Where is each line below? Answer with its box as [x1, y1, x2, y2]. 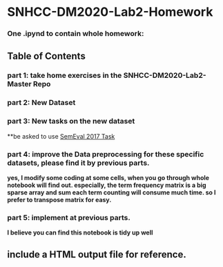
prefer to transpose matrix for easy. [7, 195, 112, 204]
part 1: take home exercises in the [7, 70, 122, 80]
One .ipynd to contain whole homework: [7, 29, 144, 39]
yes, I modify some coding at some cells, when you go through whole [7, 173, 209, 181]
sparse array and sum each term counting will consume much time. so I [7, 188, 216, 197]
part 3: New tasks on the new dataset [7, 117, 135, 126]
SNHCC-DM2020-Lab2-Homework [7, 4, 213, 20]
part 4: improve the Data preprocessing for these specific [7, 149, 204, 159]
